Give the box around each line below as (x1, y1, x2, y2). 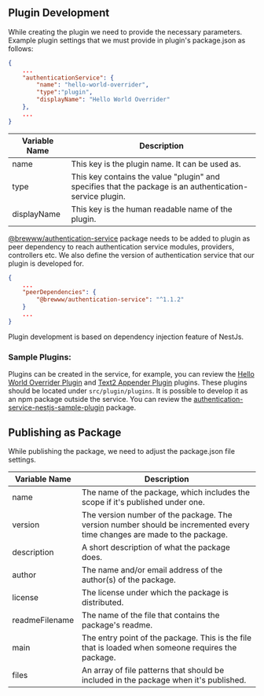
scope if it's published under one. (81, 496, 206, 507)
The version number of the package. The (81, 509, 233, 520)
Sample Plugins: (8, 352, 72, 363)
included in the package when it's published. (81, 674, 247, 685)
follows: (8, 43, 34, 53)
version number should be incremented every (81, 519, 250, 530)
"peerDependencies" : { (22, 289, 97, 296)
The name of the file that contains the (81, 609, 220, 621)
